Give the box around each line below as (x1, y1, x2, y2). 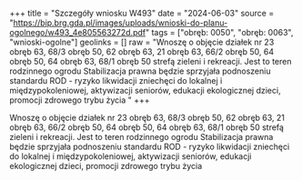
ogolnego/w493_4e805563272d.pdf (9, 27, 146, 37)
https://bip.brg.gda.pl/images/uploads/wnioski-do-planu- (13, 17, 228, 28)
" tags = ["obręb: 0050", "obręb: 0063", (145, 27, 294, 37)
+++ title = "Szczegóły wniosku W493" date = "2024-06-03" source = (9, 8, 275, 18)
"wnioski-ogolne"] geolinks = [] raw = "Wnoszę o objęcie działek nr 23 (9, 36, 275, 47)
